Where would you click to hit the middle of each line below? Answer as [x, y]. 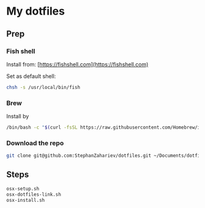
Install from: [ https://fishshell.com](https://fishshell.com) [77, 64]
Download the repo [35, 143]
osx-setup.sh [23, 188]
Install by [18, 117]
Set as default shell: [31, 76]
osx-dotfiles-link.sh [34, 194]
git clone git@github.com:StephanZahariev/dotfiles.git [79, 156]
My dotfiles [36, 11]
